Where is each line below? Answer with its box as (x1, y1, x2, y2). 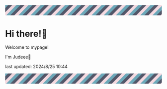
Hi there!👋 (5, 28, 47, 39)
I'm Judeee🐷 (5, 54, 31, 60)
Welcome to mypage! (5, 44, 49, 50)
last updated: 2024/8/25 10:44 (5, 64, 68, 70)
